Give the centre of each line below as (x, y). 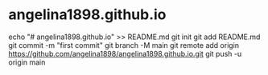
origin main (27, 62)
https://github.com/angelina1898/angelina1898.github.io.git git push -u (125, 53)
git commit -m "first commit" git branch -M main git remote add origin (124, 45)
